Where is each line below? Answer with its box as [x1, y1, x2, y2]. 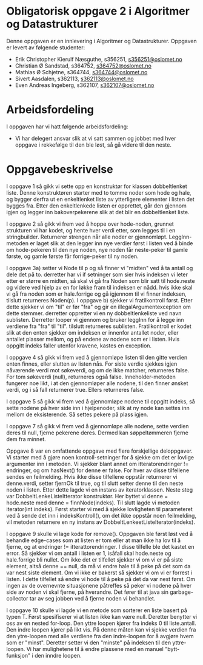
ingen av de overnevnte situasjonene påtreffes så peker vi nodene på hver [6, 582, 192, 589]
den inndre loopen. [34, 652, 82, 659]
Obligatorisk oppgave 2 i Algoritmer [6, 4, 190, 18]
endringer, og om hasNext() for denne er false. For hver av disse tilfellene [6, 467, 190, 474]
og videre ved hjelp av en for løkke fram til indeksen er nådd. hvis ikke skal [6, 284, 193, 291]
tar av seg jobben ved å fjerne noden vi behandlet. [29, 594, 156, 602]
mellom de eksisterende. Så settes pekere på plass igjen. [6, 411, 148, 418]
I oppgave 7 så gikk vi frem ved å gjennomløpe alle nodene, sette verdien [6, 422, 189, 430]
